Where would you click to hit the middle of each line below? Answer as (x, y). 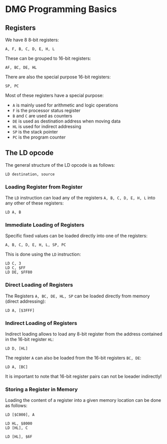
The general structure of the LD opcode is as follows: (60, 165)
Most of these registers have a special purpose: (54, 95)
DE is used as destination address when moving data (66, 121)
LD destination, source (30, 174)
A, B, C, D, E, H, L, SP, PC (36, 245)
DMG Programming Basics (61, 9)
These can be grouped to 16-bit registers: (48, 58)
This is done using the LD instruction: (43, 254)
